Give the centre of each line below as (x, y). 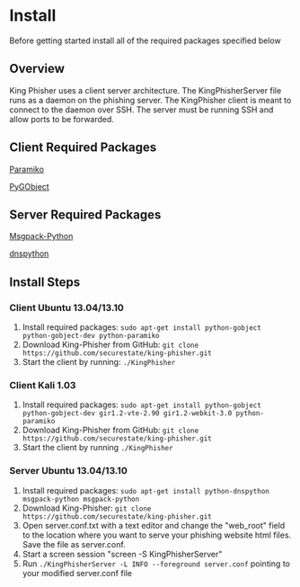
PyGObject (29, 186)
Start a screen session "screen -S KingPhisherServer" (122, 554)
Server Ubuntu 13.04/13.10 (68, 471)
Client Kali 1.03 (43, 385)
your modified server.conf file (77, 573)
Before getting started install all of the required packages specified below (145, 40)
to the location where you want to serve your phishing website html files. (157, 535)
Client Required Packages (83, 148)
